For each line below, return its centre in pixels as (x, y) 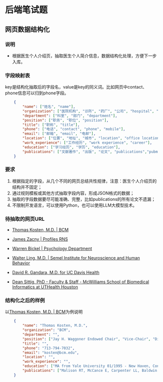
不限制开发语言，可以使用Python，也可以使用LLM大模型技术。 (74, 205)
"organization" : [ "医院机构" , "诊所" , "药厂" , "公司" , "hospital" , (88, 111)
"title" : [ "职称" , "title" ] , (51, 125)
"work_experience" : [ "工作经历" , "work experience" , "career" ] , (87, 143)
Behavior (21, 263)
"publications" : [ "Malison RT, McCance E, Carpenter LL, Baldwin (90, 371)
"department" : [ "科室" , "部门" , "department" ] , (70, 116)
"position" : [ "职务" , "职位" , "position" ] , (66, 120)
